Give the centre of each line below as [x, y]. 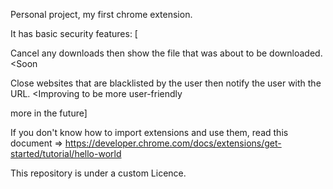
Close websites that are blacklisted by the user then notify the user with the [166, 83]
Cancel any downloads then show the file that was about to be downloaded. [166, 53]
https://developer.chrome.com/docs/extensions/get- [173, 143]
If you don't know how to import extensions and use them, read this [149, 132]
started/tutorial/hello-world [66, 153]
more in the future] [49, 113]
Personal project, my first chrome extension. [101, 14]
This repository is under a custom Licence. [98, 173]
